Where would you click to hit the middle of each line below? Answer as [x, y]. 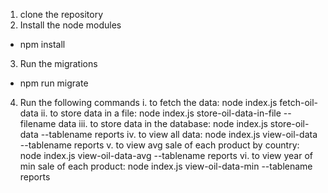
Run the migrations [58, 63]
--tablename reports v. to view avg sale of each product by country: [159, 145]
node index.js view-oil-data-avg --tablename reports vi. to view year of [166, 155]
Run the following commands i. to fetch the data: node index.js [148, 102]
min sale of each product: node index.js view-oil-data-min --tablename [166, 166]
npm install [42, 44]
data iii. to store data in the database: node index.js [163, 123]
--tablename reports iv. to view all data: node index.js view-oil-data [179, 134]
